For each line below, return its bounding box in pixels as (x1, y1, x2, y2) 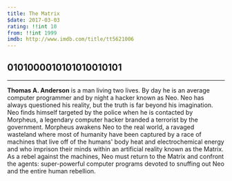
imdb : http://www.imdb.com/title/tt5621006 (7, 36, 135, 43)
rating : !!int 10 (7, 23, 57, 30)
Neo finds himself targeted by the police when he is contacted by (7, 108, 193, 116)
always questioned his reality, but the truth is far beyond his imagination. (7, 101, 213, 109)
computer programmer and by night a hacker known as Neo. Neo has (7, 93, 205, 102)
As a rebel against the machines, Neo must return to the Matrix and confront (7, 152, 224, 160)
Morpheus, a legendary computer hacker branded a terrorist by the (7, 115, 198, 124)
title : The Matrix (7, 10, 60, 17)
